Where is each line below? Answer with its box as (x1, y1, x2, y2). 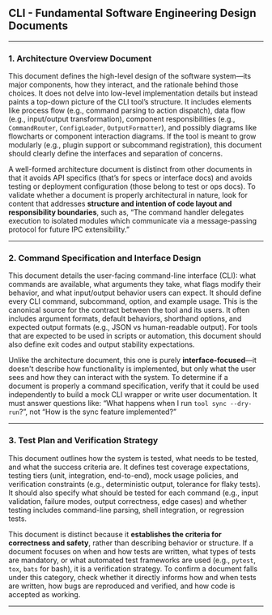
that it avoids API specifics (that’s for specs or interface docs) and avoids (8, 173, 253, 183)
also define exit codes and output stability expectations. (8, 340, 195, 349)
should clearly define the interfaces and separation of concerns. (8, 149, 223, 159)
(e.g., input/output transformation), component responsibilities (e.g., (8, 114, 236, 124)
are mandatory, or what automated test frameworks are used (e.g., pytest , (8, 555, 257, 565)
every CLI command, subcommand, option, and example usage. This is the (8, 297, 258, 306)
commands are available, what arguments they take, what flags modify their (8, 280, 261, 289)
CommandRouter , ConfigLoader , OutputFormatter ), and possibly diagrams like (8, 123, 257, 133)
